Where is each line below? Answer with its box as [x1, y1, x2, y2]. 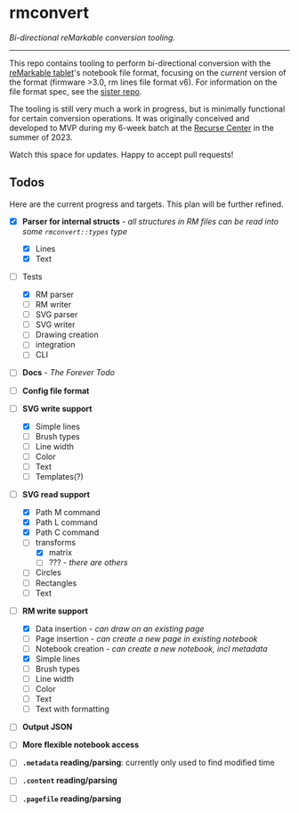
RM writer [35, 300, 72, 310]
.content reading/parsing [21, 775, 117, 786]
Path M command [35, 507, 101, 518]
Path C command [35, 527, 100, 538]
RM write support [21, 605, 89, 616]
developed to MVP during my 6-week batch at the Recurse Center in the [9, 122, 274, 133]
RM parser [35, 289, 74, 300]
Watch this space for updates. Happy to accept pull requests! [9, 149, 234, 160]
